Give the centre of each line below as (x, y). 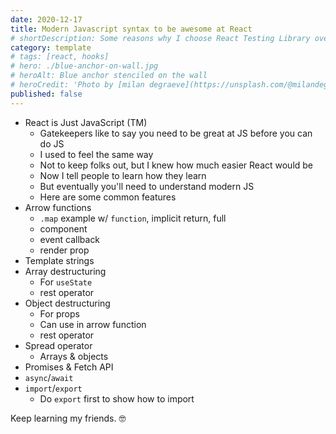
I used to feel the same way (96, 154)
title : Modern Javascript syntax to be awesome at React (131, 29)
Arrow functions (58, 207)
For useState (66, 282)
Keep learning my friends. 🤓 (68, 418)
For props (59, 313)
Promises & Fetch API (69, 367)
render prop (64, 250)
